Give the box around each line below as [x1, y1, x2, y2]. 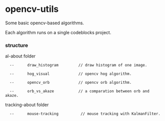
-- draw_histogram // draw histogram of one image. [9, 63, 148, 68]
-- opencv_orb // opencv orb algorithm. [9, 80, 132, 85]
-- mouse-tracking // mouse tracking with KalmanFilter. [9, 112, 161, 117]
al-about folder [5, 53, 36, 59]
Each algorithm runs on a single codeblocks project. [5, 29, 111, 35]
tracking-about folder [5, 102, 49, 108]
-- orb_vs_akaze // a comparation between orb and [9, 89, 150, 94]
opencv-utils [5, 3, 59, 15]
